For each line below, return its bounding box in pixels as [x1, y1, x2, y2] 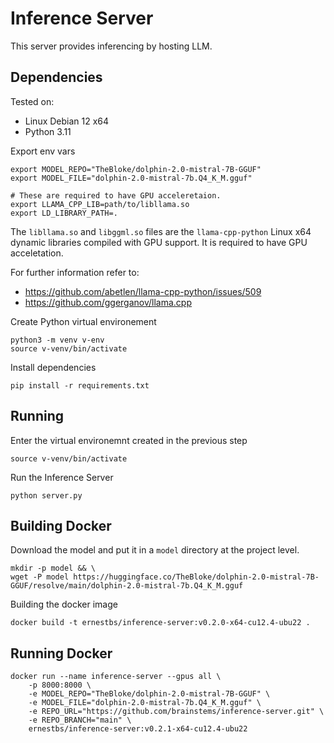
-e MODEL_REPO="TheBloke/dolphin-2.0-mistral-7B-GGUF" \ [28, 689, 271, 699]
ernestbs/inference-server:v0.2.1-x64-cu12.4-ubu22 [28, 724, 248, 734]
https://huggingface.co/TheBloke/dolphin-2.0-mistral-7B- [73, 572, 320, 582]
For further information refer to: [10, 266, 140, 278]
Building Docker [10, 517, 112, 534]
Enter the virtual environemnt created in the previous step [10, 434, 248, 446]
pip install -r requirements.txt [10, 380, 150, 391]
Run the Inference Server [10, 471, 114, 483]
